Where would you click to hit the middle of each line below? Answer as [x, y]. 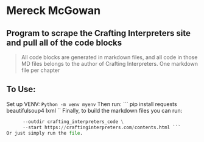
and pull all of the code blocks [64, 42]
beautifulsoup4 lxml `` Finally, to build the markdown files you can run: [94, 110]
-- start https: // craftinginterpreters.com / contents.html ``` [102, 127]
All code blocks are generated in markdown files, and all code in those [109, 57]
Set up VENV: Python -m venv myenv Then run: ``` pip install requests [92, 104]
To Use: [21, 89]
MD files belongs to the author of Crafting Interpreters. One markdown [109, 64]
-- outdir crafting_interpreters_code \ [73, 122]
